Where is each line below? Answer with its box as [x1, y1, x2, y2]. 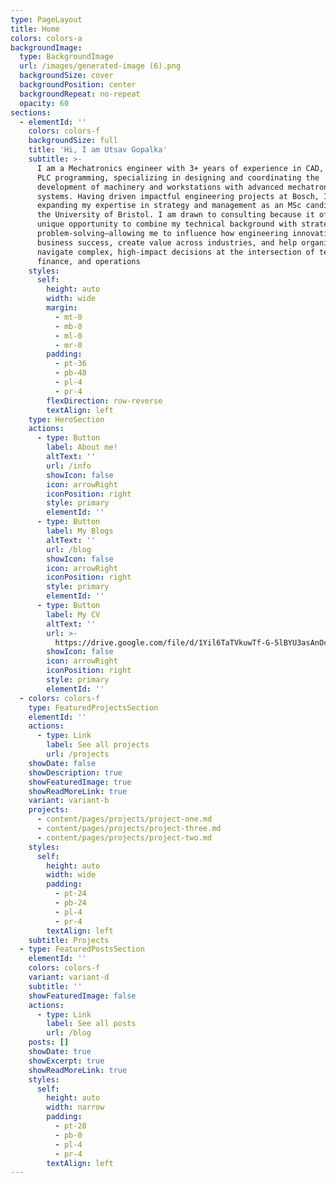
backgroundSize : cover [19, 71, 114, 81]
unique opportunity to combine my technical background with [36, 219, 298, 230]
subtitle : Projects [28, 935, 110, 945]
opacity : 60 [19, 98, 70, 108]
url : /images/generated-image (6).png [19, 61, 182, 71]
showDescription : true [28, 767, 123, 778]
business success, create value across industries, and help [36, 237, 298, 248]
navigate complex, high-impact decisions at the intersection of [36, 247, 315, 257]
